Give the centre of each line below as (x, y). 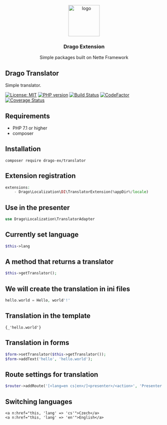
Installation (23, 149)
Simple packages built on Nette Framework (84, 57)
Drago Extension (84, 46)
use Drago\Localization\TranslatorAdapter (50, 219)
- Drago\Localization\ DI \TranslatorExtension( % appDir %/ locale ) (81, 192)
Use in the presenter (37, 207)
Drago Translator (32, 73)
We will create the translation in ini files (68, 289)
